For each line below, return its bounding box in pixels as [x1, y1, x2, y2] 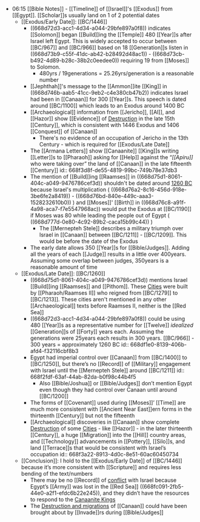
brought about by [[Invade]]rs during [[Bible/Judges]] [30, 509, 164, 516]
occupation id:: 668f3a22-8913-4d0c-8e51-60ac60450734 [30, 451, 179, 458]
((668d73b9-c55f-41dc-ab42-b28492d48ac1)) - [30, 50, 152, 57]
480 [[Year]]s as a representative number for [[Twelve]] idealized [30, 321, 194, 329]
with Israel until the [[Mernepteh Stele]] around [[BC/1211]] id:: [30, 367, 185, 374]
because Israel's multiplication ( [30, 186, 110, 193]
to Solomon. [30, 63, 61, 70]
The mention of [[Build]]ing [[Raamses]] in [30, 173, 136, 180]
